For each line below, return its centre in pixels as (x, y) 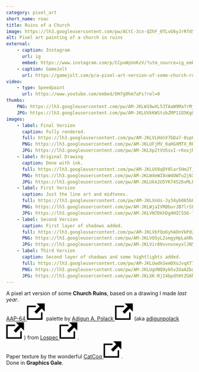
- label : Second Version (47, 219)
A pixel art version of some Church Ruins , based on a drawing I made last (96, 294)
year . (12, 300)
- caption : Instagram (43, 51)
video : (14, 81)
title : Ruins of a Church (38, 25)
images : (16, 119)
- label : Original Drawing (50, 157)
